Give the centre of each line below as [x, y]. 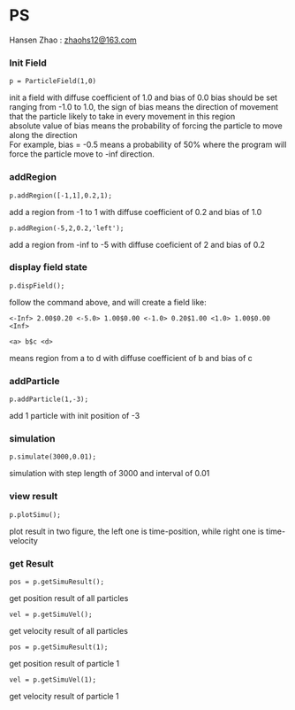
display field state [49, 267]
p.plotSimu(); [35, 514]
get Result [32, 563]
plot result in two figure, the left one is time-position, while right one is [137, 531]
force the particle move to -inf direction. [82, 154]
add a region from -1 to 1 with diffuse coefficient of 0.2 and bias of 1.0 [136, 212]
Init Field [28, 63]
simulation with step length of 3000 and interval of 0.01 [110, 474]
